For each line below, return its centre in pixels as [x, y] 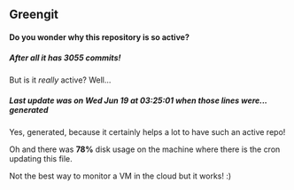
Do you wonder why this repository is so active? [100, 37]
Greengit [34, 15]
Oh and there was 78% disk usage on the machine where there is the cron [145, 149]
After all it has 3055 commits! [65, 58]
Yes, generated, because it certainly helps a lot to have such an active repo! [147, 131]
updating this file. [41, 158]
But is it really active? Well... [60, 80]
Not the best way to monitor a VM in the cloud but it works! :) [120, 176]
